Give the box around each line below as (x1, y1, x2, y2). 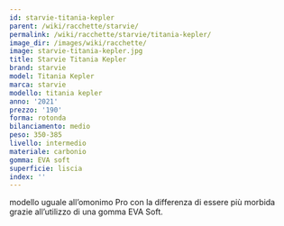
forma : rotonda (9, 113, 67, 122)
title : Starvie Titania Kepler (9, 55, 127, 64)
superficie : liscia (9, 164, 83, 173)
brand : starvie (9, 64, 67, 73)
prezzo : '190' (9, 105, 63, 114)
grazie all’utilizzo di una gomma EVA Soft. (9, 206, 164, 217)
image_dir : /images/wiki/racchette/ (9, 38, 147, 48)
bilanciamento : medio (9, 122, 91, 131)
